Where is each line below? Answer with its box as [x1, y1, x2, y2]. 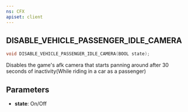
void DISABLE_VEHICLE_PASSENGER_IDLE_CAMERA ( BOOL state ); [6, 51, 150, 57]
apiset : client [6, 14, 43, 20]
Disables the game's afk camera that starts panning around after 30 [6, 62, 169, 69]
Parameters [6, 85, 50, 94]
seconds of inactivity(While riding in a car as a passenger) [6, 68, 147, 75]
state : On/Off [14, 100, 47, 107]
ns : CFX [6, 8, 25, 15]
